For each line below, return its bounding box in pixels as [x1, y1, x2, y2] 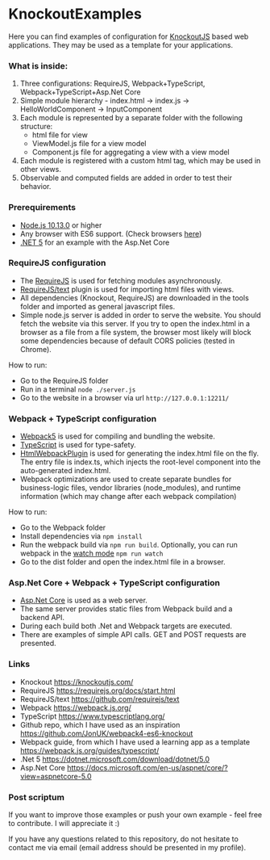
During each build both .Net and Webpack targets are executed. [19, 621, 232, 631]
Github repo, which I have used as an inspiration [19, 719, 181, 729]
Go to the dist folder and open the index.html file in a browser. [19, 557, 226, 567]
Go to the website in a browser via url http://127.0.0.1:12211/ [19, 392, 230, 402]
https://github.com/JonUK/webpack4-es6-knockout [19, 728, 193, 738]
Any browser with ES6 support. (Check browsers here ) [19, 229, 202, 238]
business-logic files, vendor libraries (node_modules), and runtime [19, 483, 241, 493]
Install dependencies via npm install [19, 531, 143, 541]
